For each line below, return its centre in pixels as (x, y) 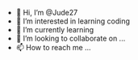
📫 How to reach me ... (53, 47)
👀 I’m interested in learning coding (73, 21)
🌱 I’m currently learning (55, 30)
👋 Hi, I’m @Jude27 (47, 13)
